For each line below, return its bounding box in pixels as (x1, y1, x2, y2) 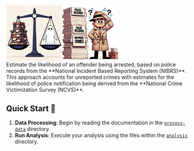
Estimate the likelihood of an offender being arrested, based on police (6, 61, 176, 68)
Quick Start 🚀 (6, 103, 56, 114)
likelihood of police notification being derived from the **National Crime (6, 80, 183, 87)
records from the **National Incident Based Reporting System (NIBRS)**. (6, 68, 187, 75)
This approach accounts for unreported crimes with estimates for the (6, 73, 174, 81)
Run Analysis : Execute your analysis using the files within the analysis (14, 132, 188, 139)
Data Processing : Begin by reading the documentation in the (14, 119, 163, 126)
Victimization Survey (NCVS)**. (6, 86, 85, 94)
